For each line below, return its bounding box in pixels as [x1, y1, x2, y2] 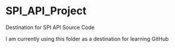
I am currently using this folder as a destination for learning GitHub [5, 35, 169, 42]
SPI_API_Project [5, 4, 87, 18]
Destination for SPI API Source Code [5, 24, 95, 31]
